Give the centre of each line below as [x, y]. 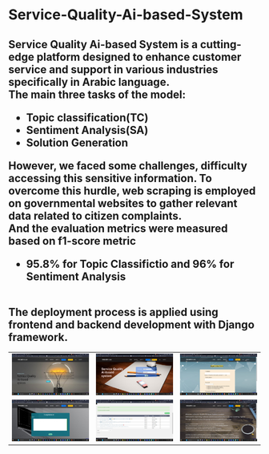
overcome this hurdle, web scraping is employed [132, 191]
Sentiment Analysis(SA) [87, 130]
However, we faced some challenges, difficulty [128, 166]
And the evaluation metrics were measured [118, 228]
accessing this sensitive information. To [110, 178]
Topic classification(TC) [87, 118]
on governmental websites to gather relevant [123, 203]
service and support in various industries [113, 69]
